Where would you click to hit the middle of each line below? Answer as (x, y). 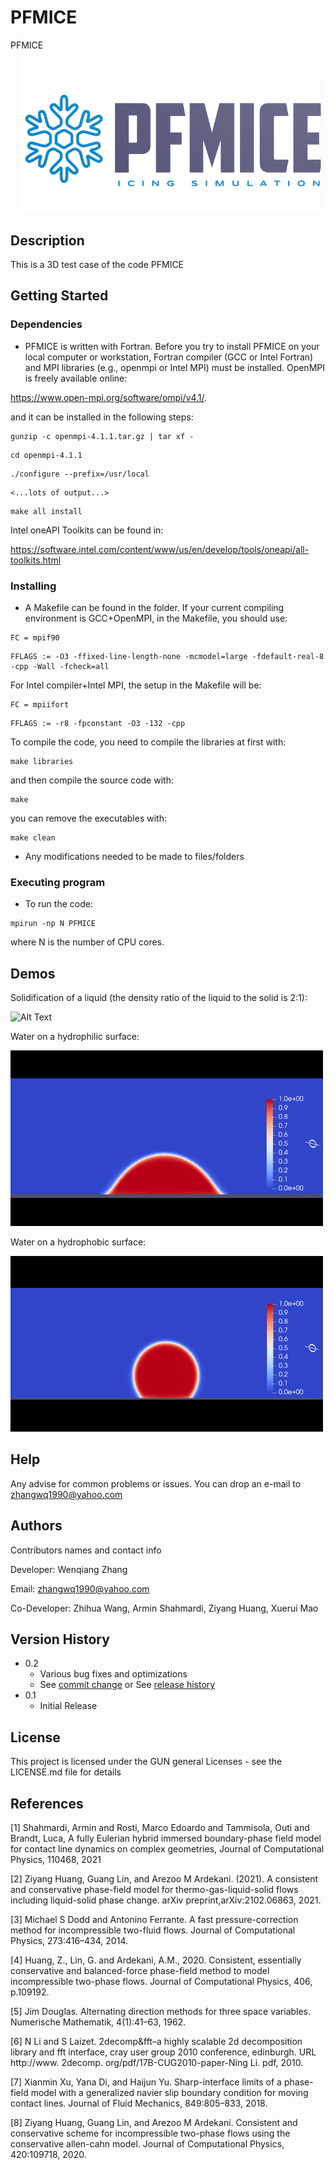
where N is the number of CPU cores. (87, 942)
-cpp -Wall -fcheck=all (60, 666)
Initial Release (68, 1706)
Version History (60, 1639)
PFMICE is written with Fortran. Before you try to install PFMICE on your (172, 346)
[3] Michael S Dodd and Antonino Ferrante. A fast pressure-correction (154, 1920)
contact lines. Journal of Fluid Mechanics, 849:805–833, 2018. (139, 2103)
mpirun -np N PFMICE (53, 924)
